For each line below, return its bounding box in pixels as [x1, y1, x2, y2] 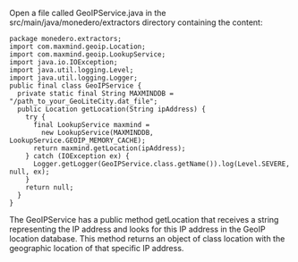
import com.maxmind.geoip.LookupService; [9, 50, 166, 59]
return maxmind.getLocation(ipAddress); [32, 144, 186, 153]
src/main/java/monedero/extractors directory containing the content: [9, 17, 263, 28]
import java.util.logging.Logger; [9, 73, 139, 82]
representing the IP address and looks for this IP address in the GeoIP [9, 224, 266, 234]
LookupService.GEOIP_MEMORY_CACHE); [9, 136, 146, 145]
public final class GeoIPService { [9, 81, 142, 90]
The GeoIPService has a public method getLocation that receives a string [9, 215, 279, 224]
